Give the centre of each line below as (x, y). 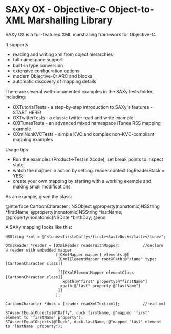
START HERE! (27, 112)
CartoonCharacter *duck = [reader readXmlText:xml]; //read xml (86, 304)
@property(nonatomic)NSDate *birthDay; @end (56, 217)
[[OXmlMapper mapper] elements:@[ (92, 255)
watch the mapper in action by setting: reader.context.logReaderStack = (89, 170)
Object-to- (131, 9)
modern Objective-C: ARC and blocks (52, 76)
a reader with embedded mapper (39, 250)
